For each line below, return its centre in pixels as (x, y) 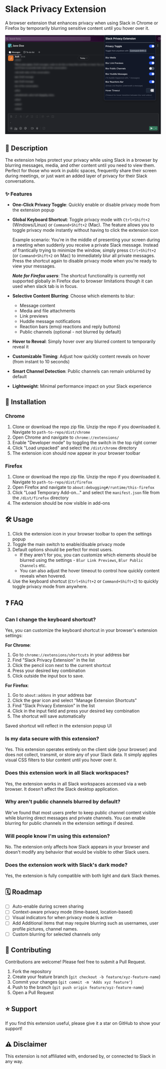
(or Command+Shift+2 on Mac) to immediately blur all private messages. (84, 256)
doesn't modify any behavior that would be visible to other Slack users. (77, 852)
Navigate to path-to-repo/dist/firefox (52, 482)
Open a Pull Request (33, 993)
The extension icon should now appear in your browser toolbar (76, 453)
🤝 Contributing (28, 950)
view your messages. (34, 266)
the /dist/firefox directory (41, 498)
